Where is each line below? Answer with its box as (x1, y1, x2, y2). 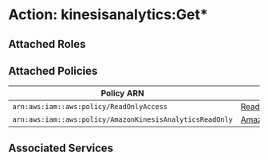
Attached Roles (8, 37, 86, 51)
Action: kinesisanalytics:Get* (8, 6, 209, 24)
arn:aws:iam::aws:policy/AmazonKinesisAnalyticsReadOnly (12, 115, 233, 124)
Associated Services (8, 141, 114, 154)
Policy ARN (100, 88, 145, 99)
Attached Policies (8, 64, 98, 77)
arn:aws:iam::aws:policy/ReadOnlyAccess (12, 102, 167, 111)
